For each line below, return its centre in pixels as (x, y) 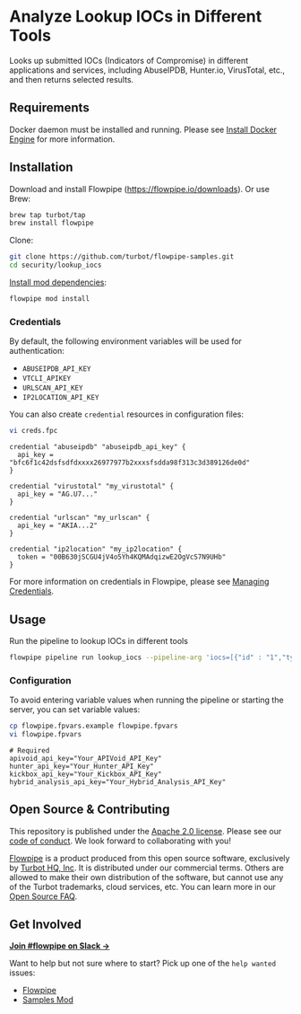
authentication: (37, 351)
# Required (30, 750)
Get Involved (46, 925)
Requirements (49, 108)
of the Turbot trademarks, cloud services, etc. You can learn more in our (142, 886)
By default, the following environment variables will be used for (125, 341)
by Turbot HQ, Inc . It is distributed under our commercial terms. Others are (146, 868)
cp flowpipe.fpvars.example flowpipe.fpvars (94, 726)
